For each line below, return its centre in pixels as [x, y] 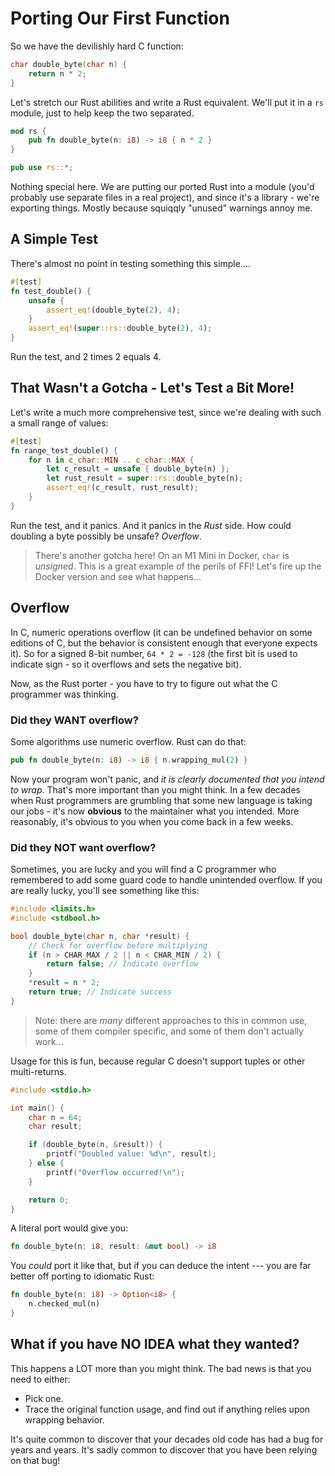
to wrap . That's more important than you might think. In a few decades [155, 789]
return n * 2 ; [57, 73]
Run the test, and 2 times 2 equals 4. [86, 356]
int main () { [37, 1108]
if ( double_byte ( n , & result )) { [95, 1145]
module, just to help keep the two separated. [102, 113]
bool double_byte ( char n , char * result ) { [100, 936]
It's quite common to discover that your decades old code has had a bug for [167, 1439]
